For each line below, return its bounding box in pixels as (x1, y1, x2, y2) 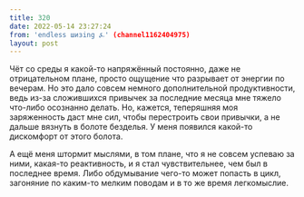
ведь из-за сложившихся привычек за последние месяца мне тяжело (9, 93, 281, 103)
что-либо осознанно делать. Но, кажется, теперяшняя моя (9, 102, 239, 113)
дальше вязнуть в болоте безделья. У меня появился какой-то (9, 122, 253, 133)
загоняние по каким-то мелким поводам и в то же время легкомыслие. (9, 178, 289, 189)
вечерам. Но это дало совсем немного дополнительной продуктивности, (9, 83, 296, 94)
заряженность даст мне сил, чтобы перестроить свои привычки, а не (9, 112, 280, 123)
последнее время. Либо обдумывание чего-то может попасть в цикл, (9, 168, 281, 179)
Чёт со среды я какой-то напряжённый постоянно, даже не (9, 64, 241, 74)
